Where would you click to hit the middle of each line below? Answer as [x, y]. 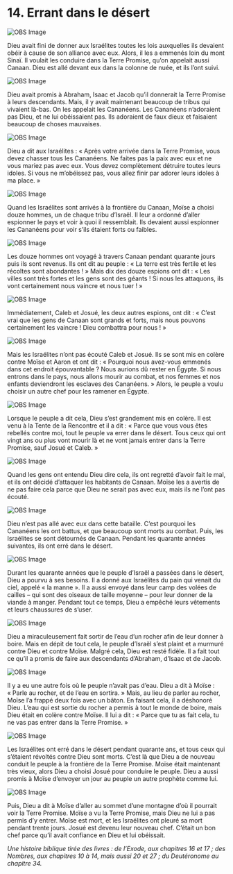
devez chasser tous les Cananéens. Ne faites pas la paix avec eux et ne [110, 158]
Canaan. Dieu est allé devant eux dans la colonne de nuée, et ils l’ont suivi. [113, 67]
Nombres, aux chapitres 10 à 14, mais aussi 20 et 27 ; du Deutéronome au [113, 856]
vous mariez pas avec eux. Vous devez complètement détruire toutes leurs [114, 165]
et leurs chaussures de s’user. [50, 610]
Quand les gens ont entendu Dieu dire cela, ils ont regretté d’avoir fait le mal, [116, 474]
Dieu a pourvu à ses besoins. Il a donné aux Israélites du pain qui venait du [114, 580]
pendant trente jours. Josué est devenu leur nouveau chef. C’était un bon [112, 827]
